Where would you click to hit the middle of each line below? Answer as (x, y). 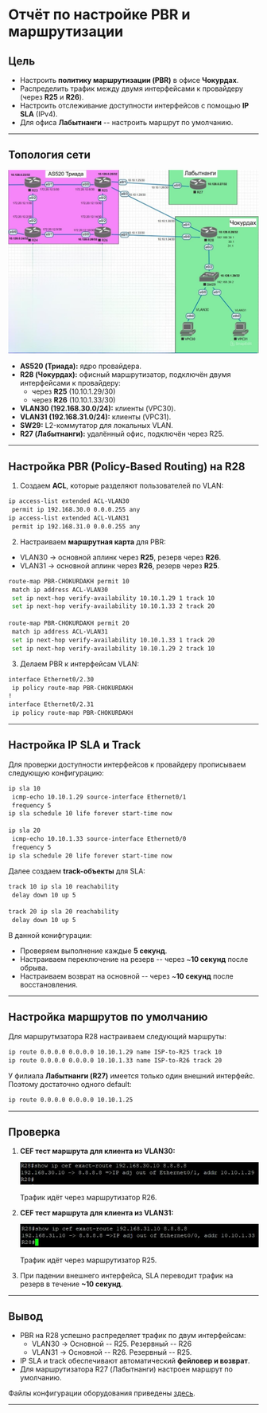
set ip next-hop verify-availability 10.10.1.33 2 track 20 (113, 606)
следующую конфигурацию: (56, 773)
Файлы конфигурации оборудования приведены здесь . (102, 1393)
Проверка (35, 1132)
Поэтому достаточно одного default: (70, 1084)
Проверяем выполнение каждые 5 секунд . (93, 951)
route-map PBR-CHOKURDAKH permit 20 (69, 623)
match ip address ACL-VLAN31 (60, 632)
